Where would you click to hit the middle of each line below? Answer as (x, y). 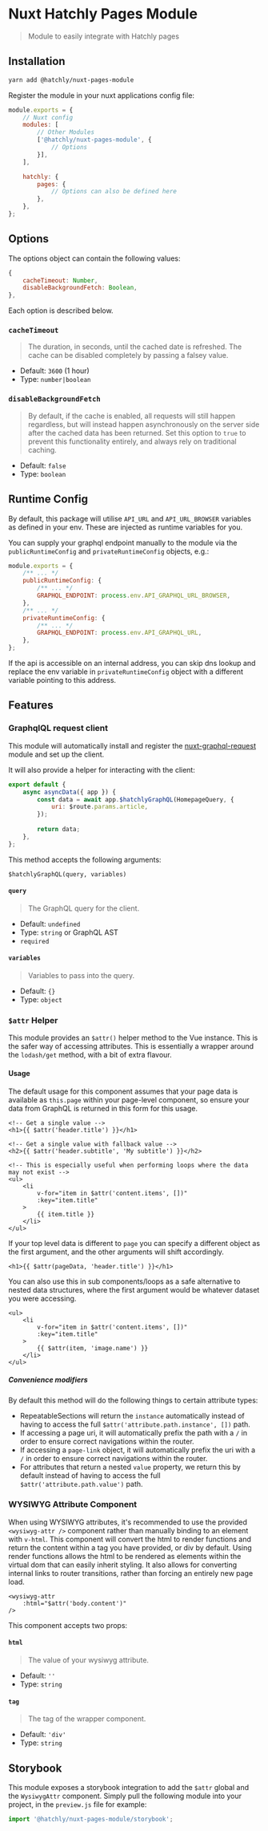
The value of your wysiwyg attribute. (88, 1660)
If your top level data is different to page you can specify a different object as (134, 1243)
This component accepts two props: (68, 1625)
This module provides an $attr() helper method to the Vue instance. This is (133, 1038)
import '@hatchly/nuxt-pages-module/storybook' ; (91, 1819)
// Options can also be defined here (114, 192)
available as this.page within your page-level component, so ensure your (129, 1099)
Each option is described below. (61, 311)
